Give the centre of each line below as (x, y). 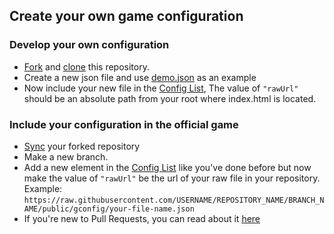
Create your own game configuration (126, 16)
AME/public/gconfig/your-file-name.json (109, 209)
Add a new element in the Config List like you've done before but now (167, 167)
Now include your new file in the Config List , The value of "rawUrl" (161, 88)
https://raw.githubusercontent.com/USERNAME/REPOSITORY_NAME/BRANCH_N (174, 200)
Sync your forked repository (82, 146)
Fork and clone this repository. (86, 66)
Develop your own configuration (89, 45)
